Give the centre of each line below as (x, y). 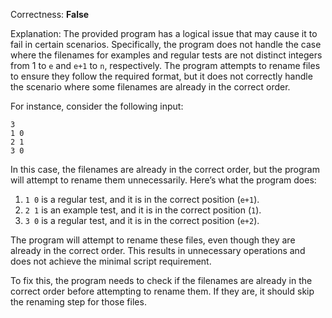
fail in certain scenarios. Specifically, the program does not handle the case (166, 44)
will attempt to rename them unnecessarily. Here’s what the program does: (163, 180)
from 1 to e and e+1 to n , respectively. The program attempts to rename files (165, 65)
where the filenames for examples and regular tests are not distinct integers (166, 55)
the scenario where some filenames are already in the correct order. (150, 87)
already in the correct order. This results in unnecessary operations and (158, 250)
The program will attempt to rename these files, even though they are (153, 240)
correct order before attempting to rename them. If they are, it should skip (162, 291)
